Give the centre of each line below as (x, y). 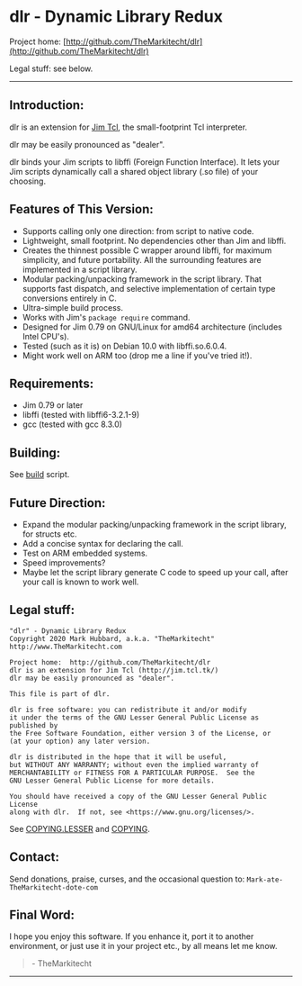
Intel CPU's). (46, 336)
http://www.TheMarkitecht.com (66, 647)
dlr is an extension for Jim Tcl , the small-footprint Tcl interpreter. (129, 127)
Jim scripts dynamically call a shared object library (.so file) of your (134, 171)
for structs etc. (50, 534)
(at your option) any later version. (80, 741)
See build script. (40, 475)
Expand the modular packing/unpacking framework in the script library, (154, 525)
